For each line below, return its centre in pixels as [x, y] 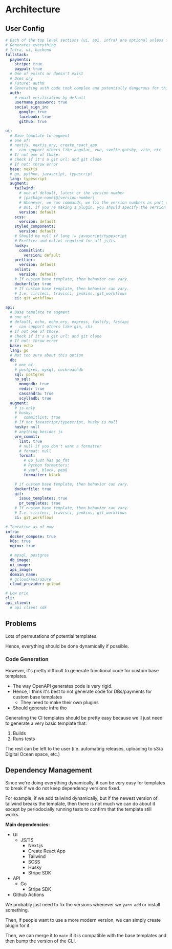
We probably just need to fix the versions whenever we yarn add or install [83, 904]
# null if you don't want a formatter [60, 446]
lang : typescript [28, 178]
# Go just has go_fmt [47, 461]
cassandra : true [36, 393]
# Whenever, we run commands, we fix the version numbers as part [91, 202]
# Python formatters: [47, 465]
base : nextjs [24, 169]
